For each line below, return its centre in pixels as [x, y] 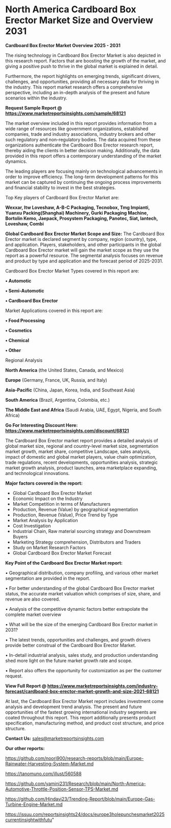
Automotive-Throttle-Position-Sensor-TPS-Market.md [62, 789]
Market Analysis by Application [45, 520]
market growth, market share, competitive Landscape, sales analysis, [78, 451]
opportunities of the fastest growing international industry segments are [81, 712]
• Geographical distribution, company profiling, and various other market [82, 573]
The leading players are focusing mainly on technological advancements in [84, 171]
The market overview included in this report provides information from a [81, 123]
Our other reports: [25, 748]
